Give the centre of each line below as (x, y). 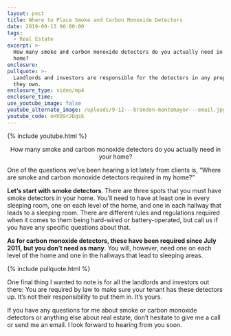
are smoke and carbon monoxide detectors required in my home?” (101, 177)
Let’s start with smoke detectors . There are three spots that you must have (114, 190)
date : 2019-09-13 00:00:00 (46, 26)
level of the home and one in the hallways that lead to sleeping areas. (105, 255)
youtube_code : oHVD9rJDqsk (46, 116)
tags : (15, 33)
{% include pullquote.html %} (49, 268)
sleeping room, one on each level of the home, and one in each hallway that (114, 205)
